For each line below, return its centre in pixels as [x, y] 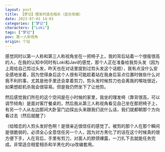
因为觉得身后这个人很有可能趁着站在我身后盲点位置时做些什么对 [95, 75]
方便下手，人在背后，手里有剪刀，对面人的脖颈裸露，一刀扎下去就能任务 [78, 138]
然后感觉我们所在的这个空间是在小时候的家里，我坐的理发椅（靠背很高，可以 [82, 97]
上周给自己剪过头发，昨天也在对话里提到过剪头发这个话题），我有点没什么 [79, 68]
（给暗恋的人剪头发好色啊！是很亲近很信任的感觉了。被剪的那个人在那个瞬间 [82, 126]
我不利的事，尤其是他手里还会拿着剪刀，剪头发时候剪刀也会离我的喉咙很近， [82, 80]
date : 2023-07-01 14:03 [29, 19]
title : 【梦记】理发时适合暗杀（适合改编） [44, 14]
